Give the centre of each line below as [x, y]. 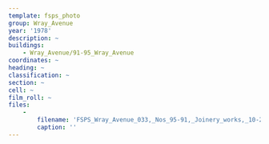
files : [19, 105]
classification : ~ [39, 75]
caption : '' [57, 127]
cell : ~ [21, 90]
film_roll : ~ [30, 98]
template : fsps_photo [44, 16]
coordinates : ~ [34, 61]
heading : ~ [26, 68]
